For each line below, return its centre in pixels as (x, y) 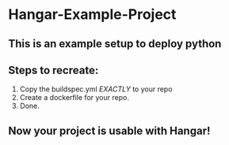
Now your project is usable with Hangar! (109, 130)
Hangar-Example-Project (92, 15)
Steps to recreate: (53, 70)
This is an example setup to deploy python (115, 44)
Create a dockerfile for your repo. (74, 98)
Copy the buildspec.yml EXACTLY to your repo (96, 89)
